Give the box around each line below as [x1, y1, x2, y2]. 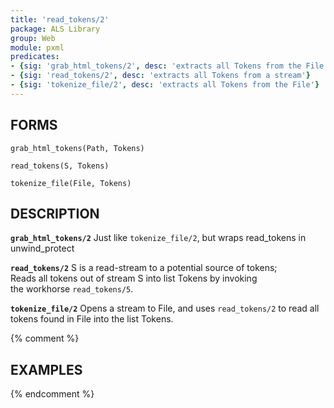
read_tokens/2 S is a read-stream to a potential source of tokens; [10, 262, 278, 274]
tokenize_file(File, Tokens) [10, 178, 132, 188]
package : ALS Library [10, 24, 101, 34]
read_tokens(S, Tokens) [10, 161, 110, 171]
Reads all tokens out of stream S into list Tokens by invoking [10, 272, 258, 285]
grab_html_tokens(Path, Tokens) [10, 143, 145, 153]
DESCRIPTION [10, 205, 100, 222]
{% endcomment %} [10, 388, 95, 400]
